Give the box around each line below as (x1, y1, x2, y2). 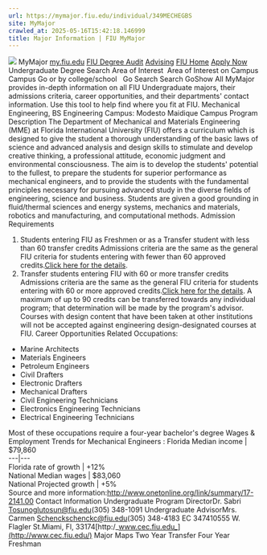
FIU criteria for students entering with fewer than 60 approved (19, 252, 226, 262)
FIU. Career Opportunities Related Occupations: (19, 329, 179, 338)
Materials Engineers (19, 353, 87, 362)
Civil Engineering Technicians (19, 395, 118, 406)
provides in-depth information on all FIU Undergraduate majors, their (8, 83, 236, 92)
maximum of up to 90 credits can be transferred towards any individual (19, 295, 256, 304)
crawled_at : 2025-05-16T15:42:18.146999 (8, 27, 146, 35)
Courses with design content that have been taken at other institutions (19, 312, 253, 321)
